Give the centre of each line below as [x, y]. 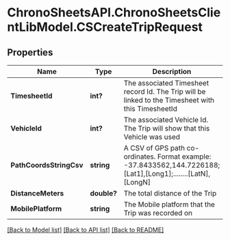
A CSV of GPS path [154, 148]
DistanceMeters [37, 193]
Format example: [184, 157]
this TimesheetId [151, 109]
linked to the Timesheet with [169, 100]
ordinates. [140, 157]
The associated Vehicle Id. [166, 120]
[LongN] [137, 182]
